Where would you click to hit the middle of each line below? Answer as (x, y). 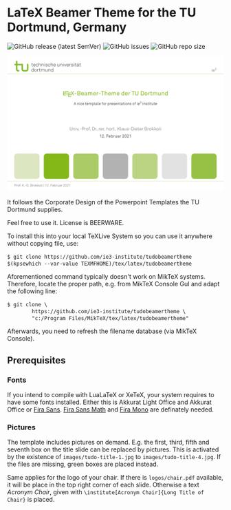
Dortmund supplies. (35, 210)
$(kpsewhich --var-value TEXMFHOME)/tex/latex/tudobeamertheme (100, 264)
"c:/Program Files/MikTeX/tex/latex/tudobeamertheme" (110, 319)
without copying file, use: (43, 244)
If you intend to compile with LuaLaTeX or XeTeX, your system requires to (111, 395)
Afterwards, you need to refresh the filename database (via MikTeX (102, 331)
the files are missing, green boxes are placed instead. (83, 464)
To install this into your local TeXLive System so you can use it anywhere (110, 236)
